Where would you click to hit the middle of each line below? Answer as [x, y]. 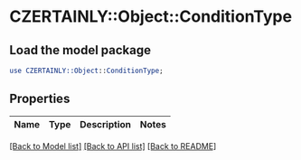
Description [105, 124]
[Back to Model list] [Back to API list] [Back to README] [113, 146]
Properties [40, 99]
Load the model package [80, 50]
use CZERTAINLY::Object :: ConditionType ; [87, 71]
